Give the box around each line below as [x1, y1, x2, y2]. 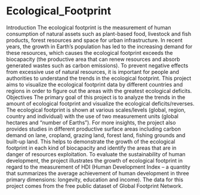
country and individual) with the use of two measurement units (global [6, 112, 179, 120]
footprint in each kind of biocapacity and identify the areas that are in [6, 144, 177, 151]
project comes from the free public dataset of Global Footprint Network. [6, 182, 183, 189]
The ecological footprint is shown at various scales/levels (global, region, [6, 106, 186, 113]
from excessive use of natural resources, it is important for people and [6, 68, 179, 75]
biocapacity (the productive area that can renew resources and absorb [6, 55, 180, 63]
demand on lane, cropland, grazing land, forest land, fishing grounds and [6, 131, 186, 138]
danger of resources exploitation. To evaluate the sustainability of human [6, 150, 186, 157]
